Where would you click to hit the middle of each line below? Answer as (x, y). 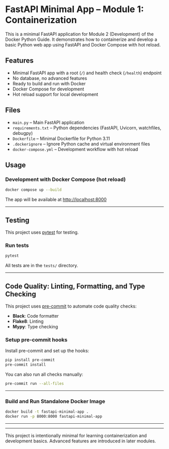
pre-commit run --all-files (35, 383)
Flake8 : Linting (28, 321)
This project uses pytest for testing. (42, 232)
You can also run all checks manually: (44, 374)
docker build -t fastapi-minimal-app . (47, 412)
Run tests (17, 245)
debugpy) (23, 133)
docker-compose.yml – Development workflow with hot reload (75, 149)
